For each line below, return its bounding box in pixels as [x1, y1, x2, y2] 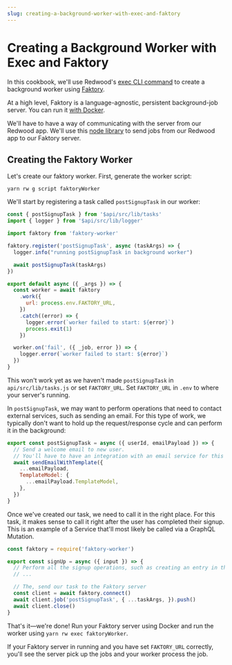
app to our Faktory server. [7, 134, 81, 142]
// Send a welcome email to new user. [13, 446, 126, 453]
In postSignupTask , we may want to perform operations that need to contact [7, 404, 222, 412]
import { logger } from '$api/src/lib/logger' [7, 217, 144, 225]
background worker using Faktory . [7, 84, 105, 93]
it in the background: [7, 426, 66, 435]
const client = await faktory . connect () [13, 590, 131, 596]
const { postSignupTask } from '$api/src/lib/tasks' [7, 211, 162, 218]
